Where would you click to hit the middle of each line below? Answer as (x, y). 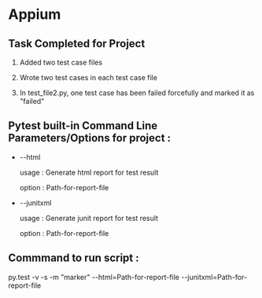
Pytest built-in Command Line (83, 126)
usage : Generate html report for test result (89, 172)
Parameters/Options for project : (90, 138)
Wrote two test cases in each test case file (88, 77)
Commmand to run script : (74, 258)
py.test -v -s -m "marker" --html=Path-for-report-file (94, 277)
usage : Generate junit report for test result (89, 218)
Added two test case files (61, 62)
